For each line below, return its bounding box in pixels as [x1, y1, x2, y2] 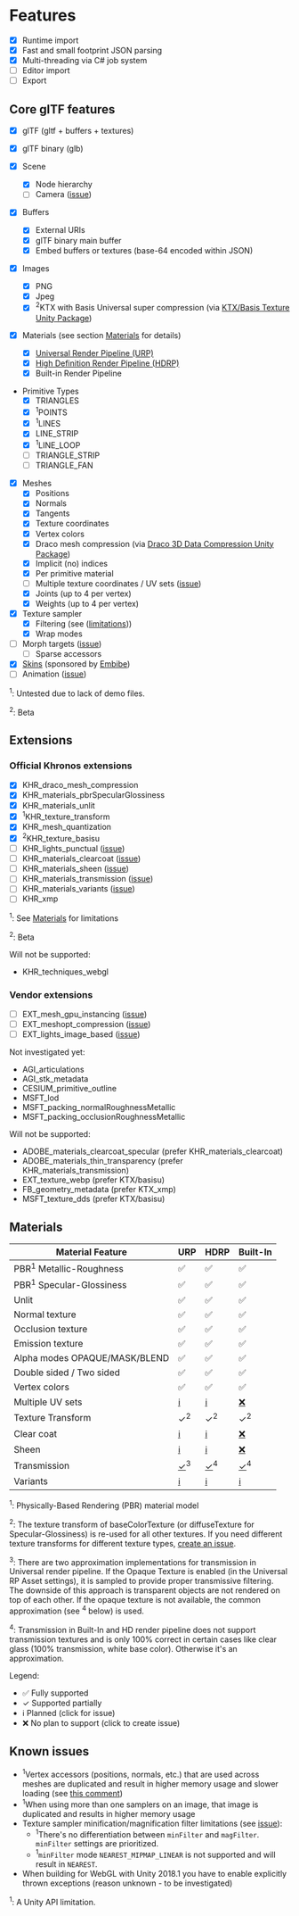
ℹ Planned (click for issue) [21, 1707, 116, 1718]
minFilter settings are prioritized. [35, 1838, 159, 1849]
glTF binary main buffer [35, 235, 122, 245]
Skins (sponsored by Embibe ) [21, 659, 131, 669]
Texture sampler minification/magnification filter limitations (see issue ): [21, 1818, 283, 1829]
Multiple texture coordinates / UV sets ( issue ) [35, 577, 202, 589]
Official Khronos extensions [9, 759, 133, 772]
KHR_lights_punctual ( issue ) [21, 843, 125, 854]
